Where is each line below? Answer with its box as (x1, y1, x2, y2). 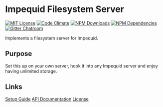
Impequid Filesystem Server (5, 3, 125, 15)
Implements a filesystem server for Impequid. (5, 35, 98, 41)
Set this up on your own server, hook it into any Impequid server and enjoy (5, 62, 158, 68)
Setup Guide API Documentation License (5, 96, 89, 102)
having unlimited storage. (5, 68, 57, 74)
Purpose (5, 49, 32, 58)
